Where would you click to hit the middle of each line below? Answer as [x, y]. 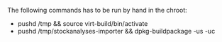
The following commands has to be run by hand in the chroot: [98, 10]
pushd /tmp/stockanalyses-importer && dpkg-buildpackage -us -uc [116, 31]
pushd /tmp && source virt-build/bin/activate [83, 23]
